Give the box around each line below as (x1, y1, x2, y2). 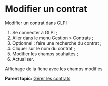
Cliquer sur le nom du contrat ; (12, 45, 76, 51)
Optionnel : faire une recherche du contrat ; (12, 40, 102, 46)
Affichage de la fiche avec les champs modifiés (5, 66, 103, 72)
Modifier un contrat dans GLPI (5, 20, 67, 26)
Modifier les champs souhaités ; (12, 51, 78, 57)
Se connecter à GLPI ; (12, 29, 57, 35)
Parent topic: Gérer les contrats (5, 75, 71, 81)
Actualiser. (12, 56, 34, 62)
